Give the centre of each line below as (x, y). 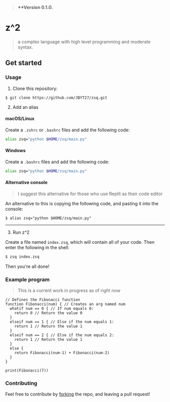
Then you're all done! (27, 266)
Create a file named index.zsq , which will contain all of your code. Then (80, 242)
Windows (15, 151)
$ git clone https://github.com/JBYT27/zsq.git (56, 98)
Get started (24, 63)
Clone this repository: (35, 88)
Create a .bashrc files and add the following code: (57, 162)
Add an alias (26, 107)
